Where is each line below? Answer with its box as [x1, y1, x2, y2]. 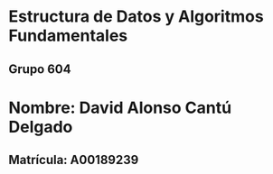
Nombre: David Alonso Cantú [8, 97, 232, 118]
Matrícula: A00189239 [8, 152, 139, 168]
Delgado [8, 116, 73, 137]
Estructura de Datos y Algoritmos [8, 6, 264, 27]
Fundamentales [8, 25, 128, 46]
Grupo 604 [8, 61, 71, 77]
